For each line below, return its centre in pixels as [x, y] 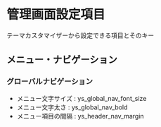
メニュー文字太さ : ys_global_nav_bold [72, 107]
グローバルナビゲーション [50, 82]
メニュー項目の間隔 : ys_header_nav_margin [80, 116]
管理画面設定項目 [56, 14]
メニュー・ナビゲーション [62, 60]
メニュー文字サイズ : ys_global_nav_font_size [82, 98]
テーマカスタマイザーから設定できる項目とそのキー [80, 35]
